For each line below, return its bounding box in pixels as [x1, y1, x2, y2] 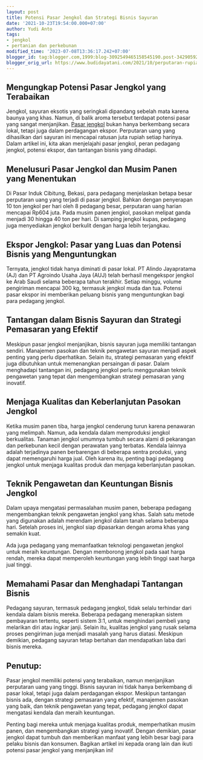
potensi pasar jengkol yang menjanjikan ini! [6, 747, 114, 753]
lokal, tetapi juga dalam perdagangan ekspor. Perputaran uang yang [6, 127, 175, 134]
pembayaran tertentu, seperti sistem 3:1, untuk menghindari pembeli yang [6, 617, 190, 625]
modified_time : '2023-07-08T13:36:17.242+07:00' [6, 49, 131, 55]
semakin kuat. [6, 530, 41, 537]
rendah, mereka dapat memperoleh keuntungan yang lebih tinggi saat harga [6, 555, 195, 562]
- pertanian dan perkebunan [6, 43, 77, 49]
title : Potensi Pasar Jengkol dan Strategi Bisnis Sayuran [6, 15, 158, 21]
